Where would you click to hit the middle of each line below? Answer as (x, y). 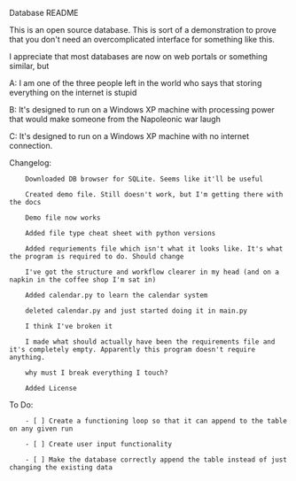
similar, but (29, 66)
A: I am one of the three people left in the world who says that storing (136, 83)
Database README (44, 13)
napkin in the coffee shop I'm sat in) (83, 280)
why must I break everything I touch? (97, 373)
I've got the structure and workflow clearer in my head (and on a (152, 272)
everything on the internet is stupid (73, 93)
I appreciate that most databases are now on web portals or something (138, 56)
